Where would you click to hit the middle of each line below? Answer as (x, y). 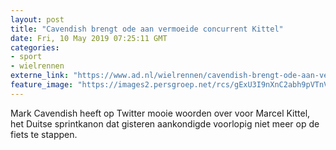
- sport (26, 57)
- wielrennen (37, 66)
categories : (35, 47)
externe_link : (40, 76)
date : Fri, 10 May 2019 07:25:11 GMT (89, 38)
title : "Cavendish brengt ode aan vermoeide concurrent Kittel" (147, 29)
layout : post (37, 19)
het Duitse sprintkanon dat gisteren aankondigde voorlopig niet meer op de (165, 123)
